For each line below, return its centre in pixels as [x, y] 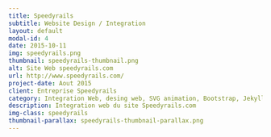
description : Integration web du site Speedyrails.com [102, 106]
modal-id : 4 [28, 38]
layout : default [35, 31]
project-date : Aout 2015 [50, 83]
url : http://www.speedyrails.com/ [67, 76]
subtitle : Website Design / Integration [77, 23]
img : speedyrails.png [45, 53]
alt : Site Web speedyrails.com [61, 68]
